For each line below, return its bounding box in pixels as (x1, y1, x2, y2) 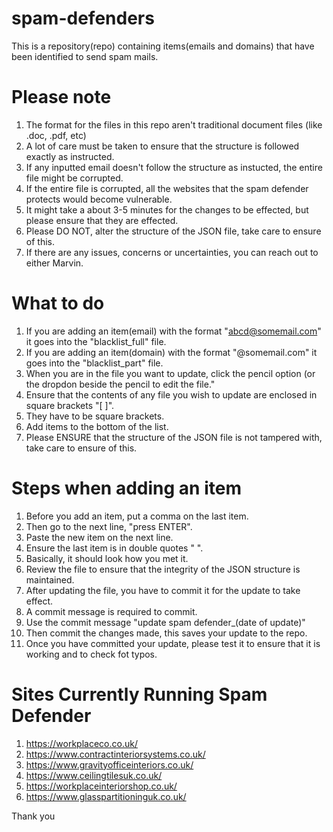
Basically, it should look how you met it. (25, 552, 189, 564)
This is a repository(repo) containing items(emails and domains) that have (11, 40, 315, 52)
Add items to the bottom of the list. (25, 420, 169, 432)
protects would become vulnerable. (25, 193, 173, 205)
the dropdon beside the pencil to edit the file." (25, 378, 216, 390)
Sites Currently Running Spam (11, 683, 268, 706)
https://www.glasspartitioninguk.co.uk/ (25, 790, 187, 802)
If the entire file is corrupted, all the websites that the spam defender (25, 182, 309, 194)
